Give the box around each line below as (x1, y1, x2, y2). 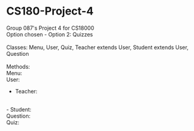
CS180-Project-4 (6, 4, 94, 18)
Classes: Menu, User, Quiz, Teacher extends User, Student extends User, (6, 44, 189, 51)
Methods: (6, 62, 30, 70)
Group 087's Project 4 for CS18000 (6, 24, 95, 32)
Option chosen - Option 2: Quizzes (6, 30, 93, 38)
